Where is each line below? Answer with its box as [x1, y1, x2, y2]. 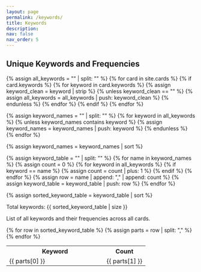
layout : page [6, 8, 39, 15]
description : [6, 25, 39, 32]
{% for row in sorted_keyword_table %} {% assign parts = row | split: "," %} [6, 226, 192, 234]
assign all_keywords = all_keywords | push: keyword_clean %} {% [6, 94, 169, 101]
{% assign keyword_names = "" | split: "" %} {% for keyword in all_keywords [6, 112, 196, 119]
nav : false [6, 31, 34, 37]
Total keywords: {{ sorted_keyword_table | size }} [6, 203, 128, 210]
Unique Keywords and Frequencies [6, 59, 140, 69]
